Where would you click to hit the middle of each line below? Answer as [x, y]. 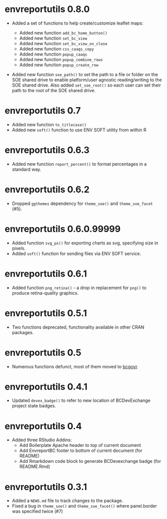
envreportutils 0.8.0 [47, 9]
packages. [23, 332]
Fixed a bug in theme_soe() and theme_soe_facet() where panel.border [84, 506]
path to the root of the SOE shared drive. [54, 90]
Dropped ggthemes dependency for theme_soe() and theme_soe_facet [82, 203]
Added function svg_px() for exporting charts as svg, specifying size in [85, 243]
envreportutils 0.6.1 [46, 274]
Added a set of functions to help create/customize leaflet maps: [77, 23]
